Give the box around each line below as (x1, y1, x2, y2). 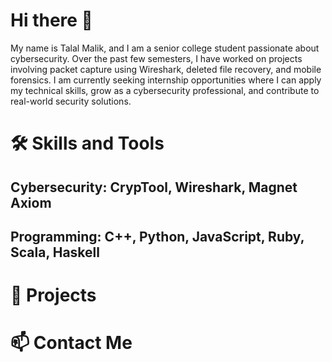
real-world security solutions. (10, 95, 132, 107)
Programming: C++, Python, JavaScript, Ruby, (10, 228, 305, 245)
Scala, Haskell (10, 244, 100, 261)
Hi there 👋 (10, 9, 93, 32)
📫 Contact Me (10, 332, 133, 354)
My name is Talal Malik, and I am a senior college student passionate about (10, 42, 320, 54)
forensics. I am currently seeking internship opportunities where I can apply (10, 74, 322, 86)
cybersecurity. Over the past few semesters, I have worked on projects (10, 52, 303, 64)
